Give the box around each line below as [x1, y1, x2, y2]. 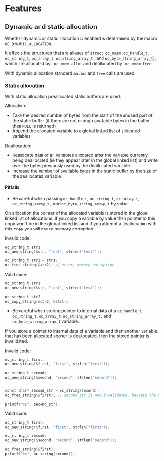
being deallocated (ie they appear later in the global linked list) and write [12, 157, 158, 163]
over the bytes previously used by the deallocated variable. [12, 163, 132, 169]
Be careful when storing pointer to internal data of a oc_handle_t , [12, 307, 143, 314]
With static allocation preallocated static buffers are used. [5, 94, 121, 100]
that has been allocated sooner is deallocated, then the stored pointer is [5, 333, 150, 339]
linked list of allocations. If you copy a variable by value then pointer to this [5, 215, 155, 221]
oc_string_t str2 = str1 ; [5, 258, 58, 263]
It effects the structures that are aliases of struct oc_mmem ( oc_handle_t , [5, 50, 149, 56]
